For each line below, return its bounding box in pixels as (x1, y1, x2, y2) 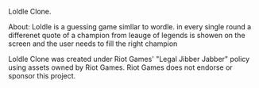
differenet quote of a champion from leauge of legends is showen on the (8, 31, 245, 40)
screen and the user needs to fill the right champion (8, 39, 178, 48)
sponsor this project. (8, 71, 76, 80)
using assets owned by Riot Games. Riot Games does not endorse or (8, 63, 233, 72)
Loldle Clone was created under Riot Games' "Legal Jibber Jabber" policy (8, 55, 250, 63)
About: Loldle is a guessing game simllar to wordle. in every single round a (8, 22, 252, 31)
